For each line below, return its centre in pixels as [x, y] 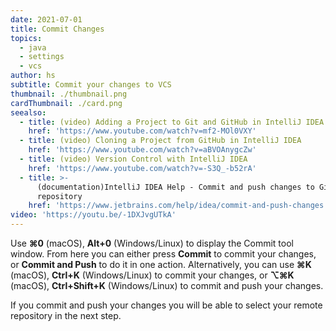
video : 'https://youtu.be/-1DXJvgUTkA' [93, 215]
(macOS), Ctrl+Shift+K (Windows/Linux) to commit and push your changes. [167, 285]
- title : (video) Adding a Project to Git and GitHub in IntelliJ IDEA [172, 122]
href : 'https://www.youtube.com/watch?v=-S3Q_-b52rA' [142, 168]
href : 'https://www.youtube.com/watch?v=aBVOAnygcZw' [142, 150]
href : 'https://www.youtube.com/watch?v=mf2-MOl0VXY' [142, 131]
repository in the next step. [66, 315]
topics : [26, 38]
